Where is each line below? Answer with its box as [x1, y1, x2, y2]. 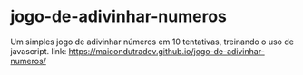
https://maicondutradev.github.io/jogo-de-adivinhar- [68, 45, 266, 56]
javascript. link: [10, 45, 67, 56]
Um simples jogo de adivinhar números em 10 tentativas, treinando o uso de [10, 36, 294, 47]
